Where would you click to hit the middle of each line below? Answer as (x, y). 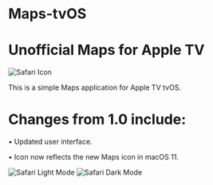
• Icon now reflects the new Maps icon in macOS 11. (94, 157)
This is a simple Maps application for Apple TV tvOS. (95, 87)
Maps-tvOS (47, 14)
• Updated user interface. (51, 142)
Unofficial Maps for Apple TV (106, 50)
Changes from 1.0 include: (97, 119)
